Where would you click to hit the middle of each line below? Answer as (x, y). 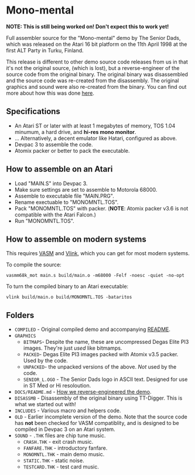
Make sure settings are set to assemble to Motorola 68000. (86, 189)
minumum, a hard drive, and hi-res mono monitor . (75, 132)
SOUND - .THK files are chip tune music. (60, 436)
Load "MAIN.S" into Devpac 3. (51, 183)
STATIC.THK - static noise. (54, 461)
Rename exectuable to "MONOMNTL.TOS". (66, 202)
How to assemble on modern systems (76, 239)
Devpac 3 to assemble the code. (54, 144)
